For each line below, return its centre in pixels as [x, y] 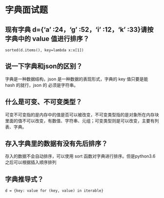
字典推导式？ [24, 179]
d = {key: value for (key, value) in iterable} [54, 191]
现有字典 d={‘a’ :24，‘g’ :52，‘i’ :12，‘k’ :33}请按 [79, 30]
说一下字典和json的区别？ [44, 66]
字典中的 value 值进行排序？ [47, 39]
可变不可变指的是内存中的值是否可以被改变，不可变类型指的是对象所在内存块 [82, 115]
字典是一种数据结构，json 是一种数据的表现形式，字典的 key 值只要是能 [77, 79]
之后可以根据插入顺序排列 [31, 162]
